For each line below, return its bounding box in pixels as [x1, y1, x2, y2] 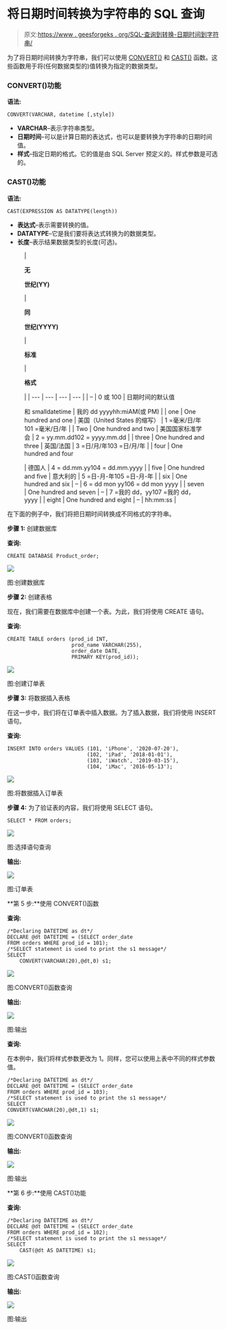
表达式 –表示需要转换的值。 [16, 221, 92, 229]
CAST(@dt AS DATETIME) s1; [19, 1247, 97, 1254]
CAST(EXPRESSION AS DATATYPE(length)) [7, 208, 118, 214]
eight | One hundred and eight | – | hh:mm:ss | [47, 495, 177, 504]
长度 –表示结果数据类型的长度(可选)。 [16, 238, 121, 246]
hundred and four [24, 449, 74, 458]
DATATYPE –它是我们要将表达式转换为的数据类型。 [16, 229, 160, 237]
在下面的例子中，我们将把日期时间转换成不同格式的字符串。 [7, 510, 175, 518]
